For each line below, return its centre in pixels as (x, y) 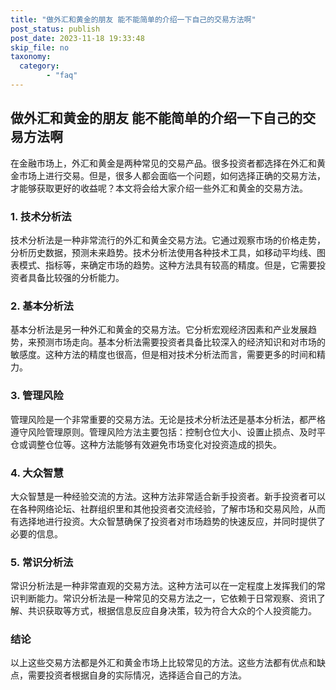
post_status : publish (55, 29)
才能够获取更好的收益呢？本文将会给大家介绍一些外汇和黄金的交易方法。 (159, 188)
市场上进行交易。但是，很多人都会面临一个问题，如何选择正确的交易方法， (172, 175)
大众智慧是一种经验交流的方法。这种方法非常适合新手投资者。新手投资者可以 (168, 496)
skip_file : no (40, 47)
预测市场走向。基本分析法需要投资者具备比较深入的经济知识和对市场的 (181, 342)
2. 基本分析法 (42, 306)
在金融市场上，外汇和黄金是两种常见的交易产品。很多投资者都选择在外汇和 (163, 163)
